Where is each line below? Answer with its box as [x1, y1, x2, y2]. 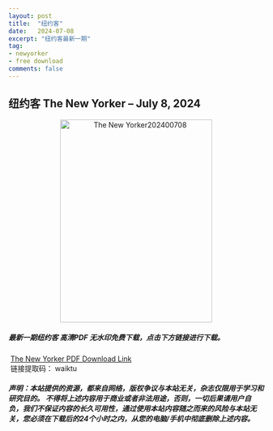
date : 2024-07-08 [8, 27, 75, 35]
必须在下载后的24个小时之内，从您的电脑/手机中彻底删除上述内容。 [29, 414, 255, 424]
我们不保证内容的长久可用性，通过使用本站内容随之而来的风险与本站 [22, 403, 250, 414]
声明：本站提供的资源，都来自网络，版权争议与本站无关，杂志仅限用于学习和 [8, 383, 264, 394]
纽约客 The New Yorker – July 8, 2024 [8, 97, 201, 110]
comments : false [8, 65, 63, 73]
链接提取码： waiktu [10, 363, 78, 373]
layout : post [8, 11, 53, 20]
